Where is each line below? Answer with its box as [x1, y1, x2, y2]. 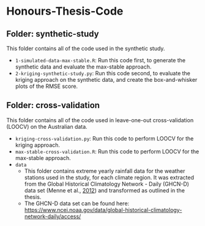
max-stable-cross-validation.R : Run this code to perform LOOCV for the [15, 148, 199, 155]
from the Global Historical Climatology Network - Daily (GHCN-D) [24, 180, 190, 188]
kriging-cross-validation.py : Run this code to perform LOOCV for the [15, 134, 194, 142]
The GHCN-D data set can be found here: [24, 200, 130, 207]
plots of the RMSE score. [15, 82, 78, 90]
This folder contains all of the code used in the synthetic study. [6, 45, 165, 52]
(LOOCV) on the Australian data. [6, 123, 88, 130]
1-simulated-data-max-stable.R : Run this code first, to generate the [15, 57, 185, 64]
